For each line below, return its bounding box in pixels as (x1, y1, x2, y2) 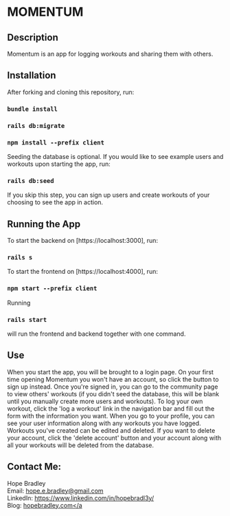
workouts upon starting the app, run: (7, 160, 111, 168)
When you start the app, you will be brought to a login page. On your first (7, 367, 214, 376)
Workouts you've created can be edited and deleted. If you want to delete (7, 426, 216, 434)
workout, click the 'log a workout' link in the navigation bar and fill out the (7, 404, 215, 413)
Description (7, 32, 58, 43)
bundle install (7, 105, 58, 113)
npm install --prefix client (7, 138, 105, 147)
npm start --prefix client (7, 285, 97, 292)
